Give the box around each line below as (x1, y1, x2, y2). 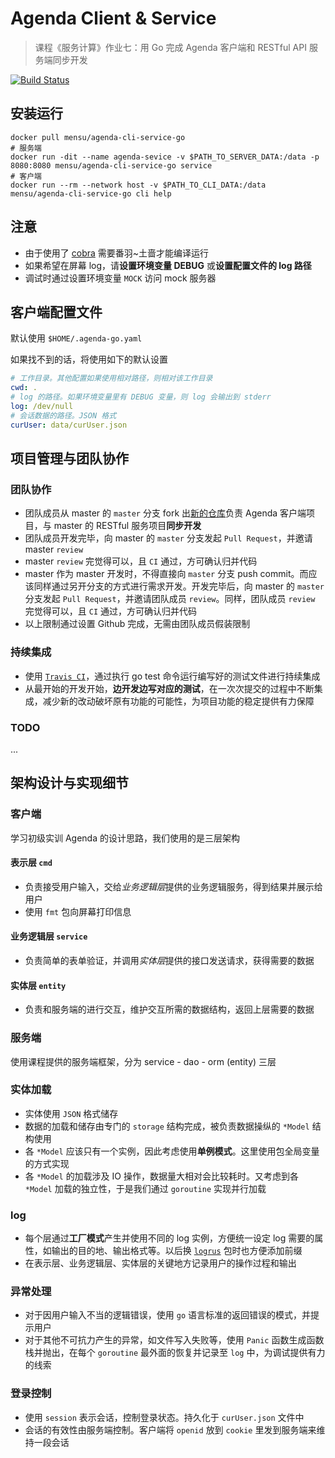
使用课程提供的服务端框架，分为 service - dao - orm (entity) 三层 (10, 1055, 277, 1067)
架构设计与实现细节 (10, 775, 129, 792)
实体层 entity (10, 979, 67, 991)
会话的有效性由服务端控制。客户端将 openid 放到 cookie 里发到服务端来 (24, 1423, 317, 1436)
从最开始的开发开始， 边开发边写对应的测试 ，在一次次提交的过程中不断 (24, 682, 315, 694)
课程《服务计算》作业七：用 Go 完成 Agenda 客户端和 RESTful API (34, 41, 307, 53)
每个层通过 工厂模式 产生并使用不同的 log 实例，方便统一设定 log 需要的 (24, 1232, 315, 1244)
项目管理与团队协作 (10, 450, 129, 467)
